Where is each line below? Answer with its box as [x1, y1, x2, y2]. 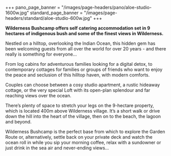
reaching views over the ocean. [5, 93, 71, 98]
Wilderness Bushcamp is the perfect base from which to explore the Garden [5, 128, 165, 135]
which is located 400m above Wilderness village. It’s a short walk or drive [5, 108, 160, 114]
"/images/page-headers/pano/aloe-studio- [61, 5, 152, 10]
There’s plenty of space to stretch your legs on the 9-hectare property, [5, 102, 154, 109]
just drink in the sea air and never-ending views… [5, 145, 109, 151]
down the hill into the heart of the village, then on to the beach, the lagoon [5, 113, 161, 119]
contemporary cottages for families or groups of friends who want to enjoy [5, 66, 162, 72]
